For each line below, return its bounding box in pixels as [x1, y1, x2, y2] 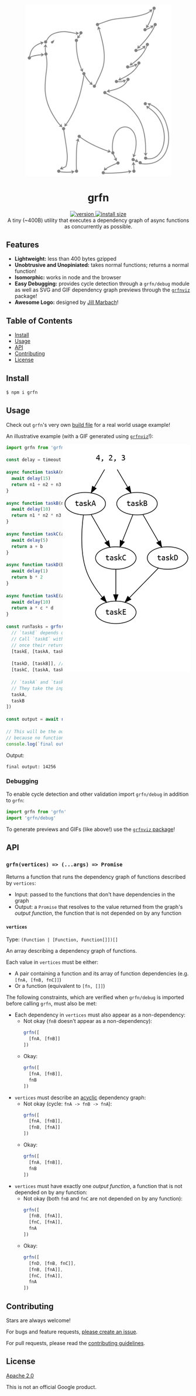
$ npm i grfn [6, 389, 38, 395]
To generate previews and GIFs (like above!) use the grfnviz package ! [6, 826, 176, 833]
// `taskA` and [11, 679, 49, 685]
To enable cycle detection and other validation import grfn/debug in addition [6, 791, 189, 798]
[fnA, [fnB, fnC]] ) [14, 976, 61, 983]
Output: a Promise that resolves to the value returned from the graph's [14, 904, 183, 911]
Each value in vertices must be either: [6, 959, 98, 966]
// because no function [6, 735, 64, 741]
